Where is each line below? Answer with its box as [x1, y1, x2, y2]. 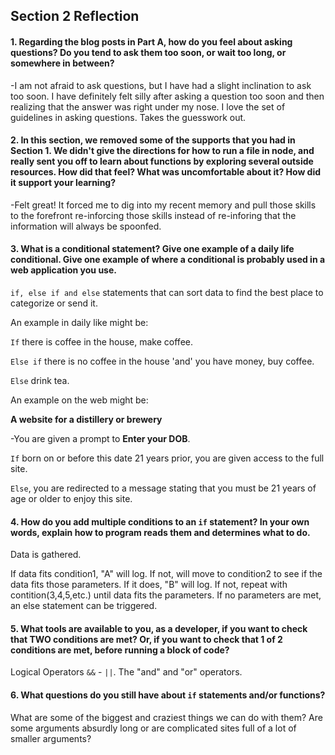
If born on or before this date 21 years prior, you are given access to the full [10, 452, 325, 464]
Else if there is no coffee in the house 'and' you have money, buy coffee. [10, 355, 315, 367]
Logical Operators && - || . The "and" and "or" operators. [10, 666, 243, 678]
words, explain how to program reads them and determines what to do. [10, 526, 311, 538]
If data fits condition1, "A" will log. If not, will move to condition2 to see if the [10, 568, 323, 580]
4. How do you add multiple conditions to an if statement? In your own [10, 515, 310, 528]
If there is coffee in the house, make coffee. [10, 336, 193, 348]
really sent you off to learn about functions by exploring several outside [10, 155, 314, 168]
